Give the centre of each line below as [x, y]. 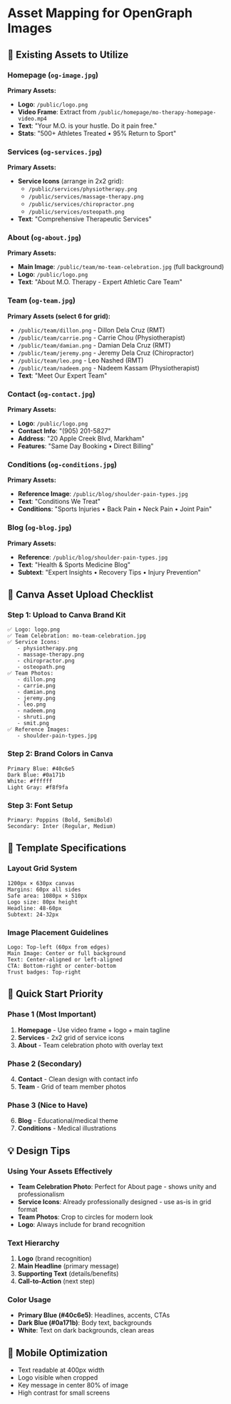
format [27, 1209]
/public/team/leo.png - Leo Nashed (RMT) [81, 360]
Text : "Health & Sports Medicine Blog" [74, 565]
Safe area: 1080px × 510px [47, 896]
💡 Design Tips [39, 1151]
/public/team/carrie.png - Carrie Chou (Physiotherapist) [101, 338]
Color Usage [29, 1300]
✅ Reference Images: [38, 729]
